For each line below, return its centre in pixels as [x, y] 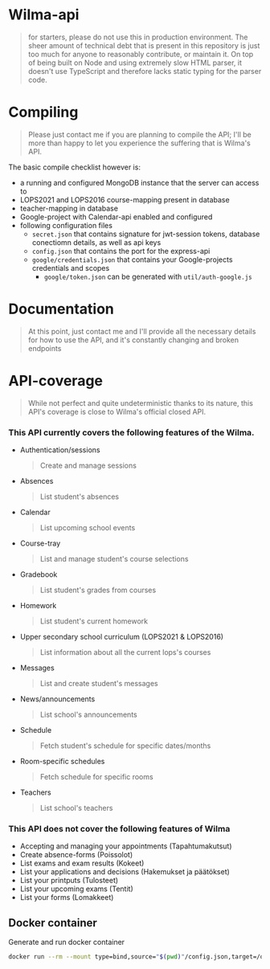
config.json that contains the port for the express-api [121, 251]
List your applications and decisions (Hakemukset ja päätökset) [125, 872]
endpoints [45, 348]
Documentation [61, 309]
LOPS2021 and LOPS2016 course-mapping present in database [125, 199]
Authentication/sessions [60, 450]
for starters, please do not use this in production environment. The [138, 37]
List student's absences [79, 497]
